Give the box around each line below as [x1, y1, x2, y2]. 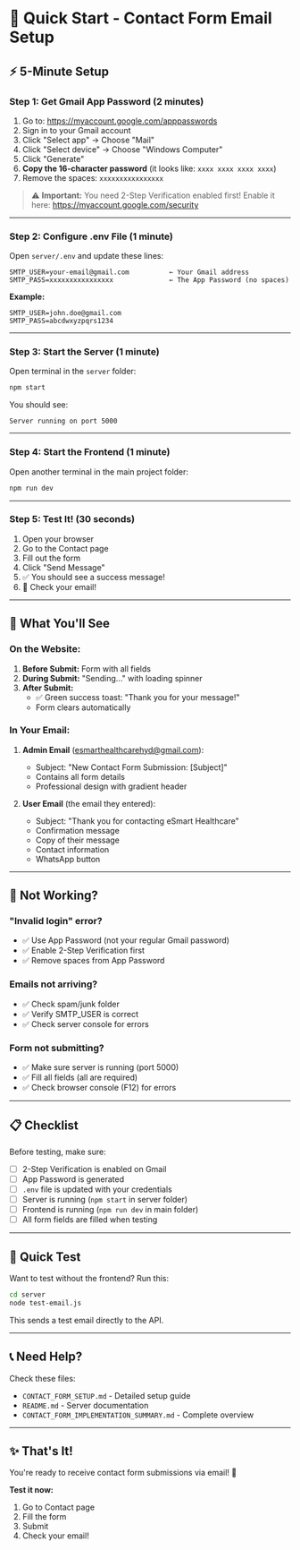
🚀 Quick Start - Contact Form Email [9, 8, 272, 29]
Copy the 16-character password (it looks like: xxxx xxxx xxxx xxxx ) [21, 163, 277, 174]
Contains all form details [35, 771, 125, 782]
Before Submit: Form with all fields [21, 663, 152, 674]
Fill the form [21, 1511, 67, 1522]
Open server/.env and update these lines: [9, 251, 163, 261]
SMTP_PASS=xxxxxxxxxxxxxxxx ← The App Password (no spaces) [9, 276, 290, 285]
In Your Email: [9, 724, 71, 737]
